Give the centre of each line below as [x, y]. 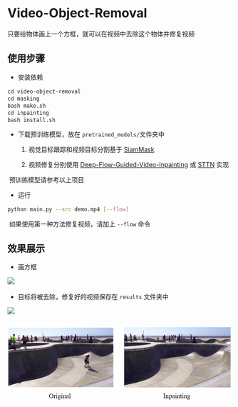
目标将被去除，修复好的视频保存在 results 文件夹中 [93, 297]
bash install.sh [31, 120]
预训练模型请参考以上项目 [46, 179]
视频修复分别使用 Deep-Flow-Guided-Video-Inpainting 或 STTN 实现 [129, 164]
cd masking [24, 99]
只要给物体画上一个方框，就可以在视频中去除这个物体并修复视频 [101, 34]
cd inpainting [29, 113]
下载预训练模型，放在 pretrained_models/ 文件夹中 [91, 134]
